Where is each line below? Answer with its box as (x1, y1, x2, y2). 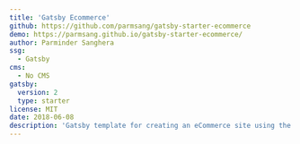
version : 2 (17, 88, 58, 97)
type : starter (17, 96, 70, 106)
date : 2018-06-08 (9, 113, 75, 122)
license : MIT (9, 105, 58, 114)
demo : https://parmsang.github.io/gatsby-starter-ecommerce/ (9, 30, 243, 38)
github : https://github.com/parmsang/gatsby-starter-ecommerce (9, 21, 251, 30)
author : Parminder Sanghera (9, 38, 115, 47)
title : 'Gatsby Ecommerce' (9, 13, 110, 22)
